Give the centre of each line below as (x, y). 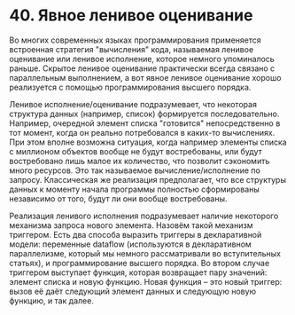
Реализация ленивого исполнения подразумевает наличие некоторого (144, 216)
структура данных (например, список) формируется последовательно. (144, 114)
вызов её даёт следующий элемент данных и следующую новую (133, 291)
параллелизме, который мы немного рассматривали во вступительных (145, 253)
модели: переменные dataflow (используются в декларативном (131, 244)
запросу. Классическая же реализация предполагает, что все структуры (147, 179)
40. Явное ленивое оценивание (131, 16)
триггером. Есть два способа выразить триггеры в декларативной (136, 234)
